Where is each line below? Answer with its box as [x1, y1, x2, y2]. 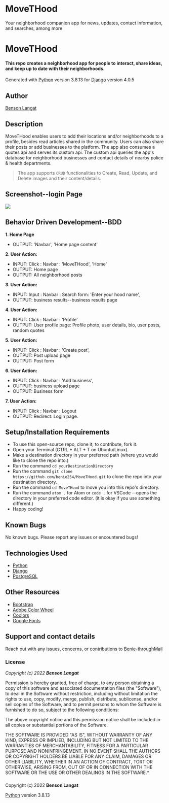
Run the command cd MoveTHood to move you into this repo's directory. [12, 484, 160, 490]
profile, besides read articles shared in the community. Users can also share [5, 138, 164, 145]
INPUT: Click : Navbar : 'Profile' [12, 316, 78, 322]
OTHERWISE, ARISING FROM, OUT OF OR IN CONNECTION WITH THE [5, 764, 153, 770]
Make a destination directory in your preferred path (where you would [12, 452, 158, 458]
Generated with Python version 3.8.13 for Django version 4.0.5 [5, 77, 135, 83]
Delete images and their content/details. [17, 175, 101, 181]
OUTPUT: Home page [12, 266, 58, 272]
